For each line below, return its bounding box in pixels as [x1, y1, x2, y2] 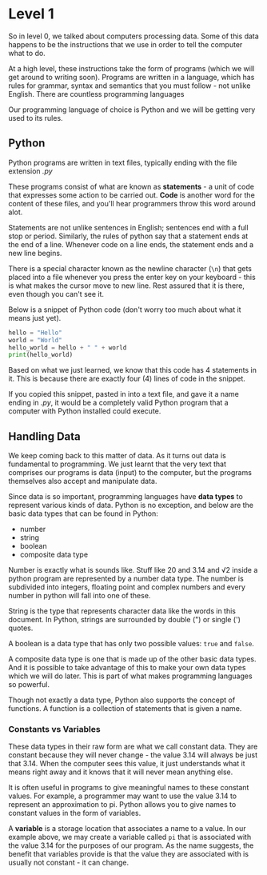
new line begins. [8, 248, 62, 258]
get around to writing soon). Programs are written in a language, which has [8, 72, 255, 82]
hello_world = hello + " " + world [8, 343, 127, 352]
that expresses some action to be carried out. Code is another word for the [8, 190, 256, 200]
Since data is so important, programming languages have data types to [8, 492, 244, 501]
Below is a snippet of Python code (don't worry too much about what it [8, 305, 241, 314]
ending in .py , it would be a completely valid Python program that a [8, 398, 229, 408]
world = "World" [8, 336, 62, 344]
